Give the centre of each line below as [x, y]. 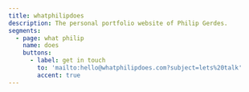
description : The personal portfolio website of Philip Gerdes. [118, 23]
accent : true [59, 75]
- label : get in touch [67, 61]
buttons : [37, 53]
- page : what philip [50, 38]
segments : [25, 30]
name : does [41, 46]
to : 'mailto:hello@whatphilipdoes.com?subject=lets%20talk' [140, 68]
